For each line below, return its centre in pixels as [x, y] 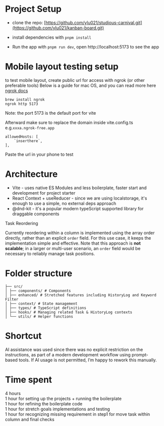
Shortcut [23, 336]
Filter [12, 299]
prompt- [140, 354]
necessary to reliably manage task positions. [50, 253]
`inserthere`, [28, 141]
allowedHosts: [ [22, 137]
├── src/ [14, 286]
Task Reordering [22, 223]
